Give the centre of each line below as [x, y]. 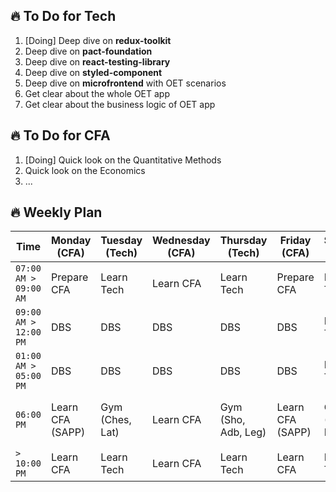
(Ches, [116, 420]
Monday [71, 241]
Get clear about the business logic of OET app [120, 104]
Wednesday [181, 241]
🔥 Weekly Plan [56, 212]
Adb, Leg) [243, 432]
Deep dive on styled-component [93, 72]
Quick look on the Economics [85, 170]
